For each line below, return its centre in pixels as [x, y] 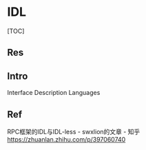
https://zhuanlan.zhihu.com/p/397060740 [66, 139]
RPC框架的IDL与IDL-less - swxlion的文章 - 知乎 [74, 131]
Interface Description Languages [54, 93]
